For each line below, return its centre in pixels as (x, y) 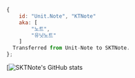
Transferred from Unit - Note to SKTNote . (71, 48)
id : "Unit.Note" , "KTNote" (58, 16)
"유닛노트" (44, 35)
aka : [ (28, 23)
